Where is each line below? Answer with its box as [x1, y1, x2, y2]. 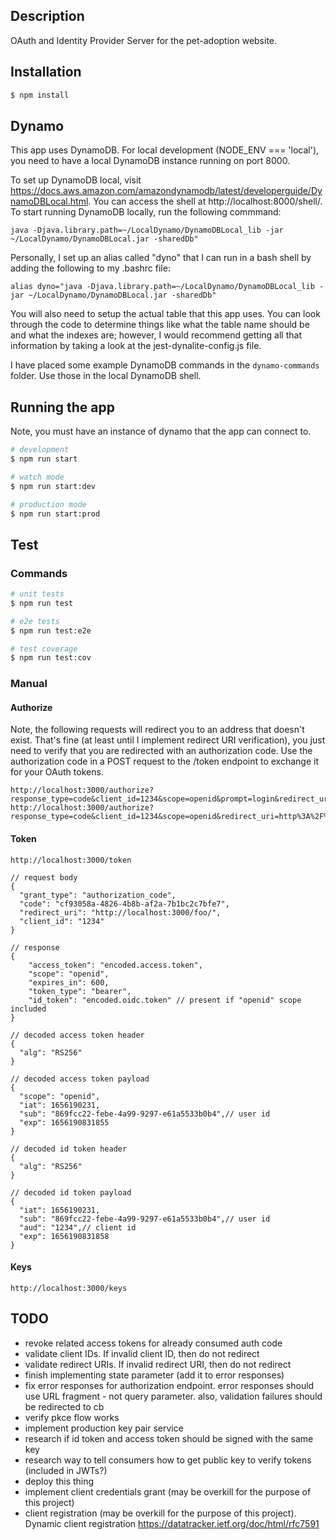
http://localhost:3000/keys [10, 1283, 128, 1293]
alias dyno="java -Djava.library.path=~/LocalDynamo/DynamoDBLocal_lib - [10, 282, 325, 292]
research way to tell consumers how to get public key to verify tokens [24, 1454, 312, 1466]
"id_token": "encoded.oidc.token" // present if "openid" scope [28, 995, 302, 1005]
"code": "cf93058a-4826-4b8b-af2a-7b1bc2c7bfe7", [19, 899, 230, 909]
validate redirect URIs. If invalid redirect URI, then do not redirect [24, 1358, 292, 1370]
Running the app [10, 399, 115, 416]
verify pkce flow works [24, 1411, 120, 1423]
